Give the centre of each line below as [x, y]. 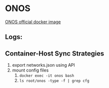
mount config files [30, 70]
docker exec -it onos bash [47, 76]
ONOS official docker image [33, 22]
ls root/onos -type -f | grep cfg [54, 81]
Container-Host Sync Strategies [55, 53]
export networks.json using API [44, 65]
